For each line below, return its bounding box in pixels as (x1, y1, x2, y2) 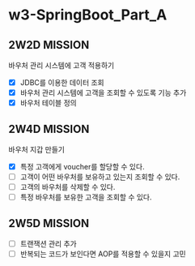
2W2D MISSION (8, 38, 90, 52)
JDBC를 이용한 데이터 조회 (19, 78, 104, 87)
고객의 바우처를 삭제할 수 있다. (19, 182, 116, 192)
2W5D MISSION (8, 217, 90, 230)
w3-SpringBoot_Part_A (8, 6, 167, 24)
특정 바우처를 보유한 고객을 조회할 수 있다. (19, 192, 152, 202)
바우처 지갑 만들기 (8, 144, 65, 154)
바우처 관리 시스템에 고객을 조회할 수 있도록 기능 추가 (19, 88, 187, 98)
